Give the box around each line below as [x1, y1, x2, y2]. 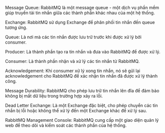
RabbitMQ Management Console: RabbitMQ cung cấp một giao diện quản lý [5, 117, 159, 123]
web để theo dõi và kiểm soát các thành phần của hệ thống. [5, 123, 127, 128]
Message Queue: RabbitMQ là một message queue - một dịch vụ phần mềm [5, 5, 159, 10]
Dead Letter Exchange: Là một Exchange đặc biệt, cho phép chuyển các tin [5, 103, 158, 108]
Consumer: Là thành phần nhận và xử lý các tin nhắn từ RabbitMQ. [5, 58, 140, 64]
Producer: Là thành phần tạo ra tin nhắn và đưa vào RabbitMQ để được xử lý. [5, 49, 161, 54]
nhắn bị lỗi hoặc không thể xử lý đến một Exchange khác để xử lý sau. [5, 108, 147, 113]
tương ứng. [5, 25, 28, 30]
